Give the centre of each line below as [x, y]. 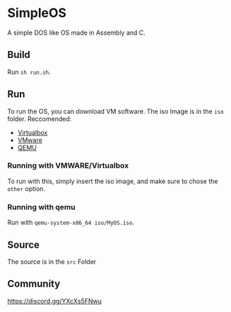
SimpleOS [37, 13]
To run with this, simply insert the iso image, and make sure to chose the [113, 181]
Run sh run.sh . [29, 71]
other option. [26, 188]
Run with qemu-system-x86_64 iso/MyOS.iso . [71, 223]
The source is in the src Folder [52, 261]
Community [34, 284]
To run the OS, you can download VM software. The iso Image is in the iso [115, 111]
